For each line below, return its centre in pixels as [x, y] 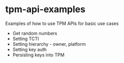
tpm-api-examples [45, 9]
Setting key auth [30, 49]
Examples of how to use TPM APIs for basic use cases [62, 23]
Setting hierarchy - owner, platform [49, 44]
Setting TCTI [26, 39]
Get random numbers [35, 33]
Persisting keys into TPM [38, 55]
